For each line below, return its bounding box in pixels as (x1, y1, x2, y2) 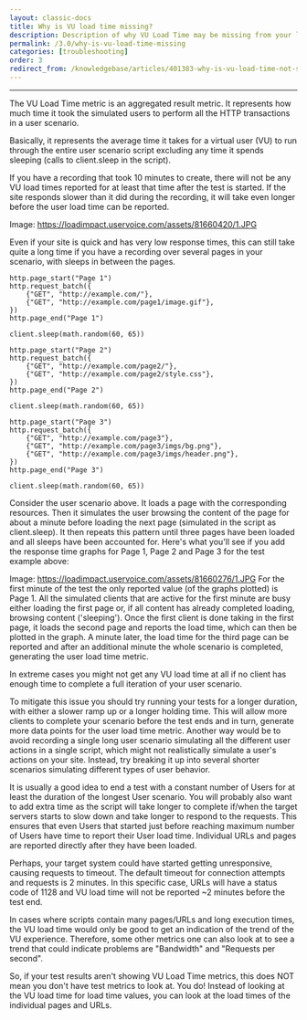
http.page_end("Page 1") (9, 313, 104, 322)
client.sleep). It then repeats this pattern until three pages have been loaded (9, 526, 295, 537)
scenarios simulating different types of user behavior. (9, 763, 211, 774)
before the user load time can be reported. (9, 201, 170, 212)
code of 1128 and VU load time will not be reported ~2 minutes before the (9, 887, 286, 898)
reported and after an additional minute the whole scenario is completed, (9, 641, 283, 652)
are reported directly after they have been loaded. (9, 839, 197, 850)
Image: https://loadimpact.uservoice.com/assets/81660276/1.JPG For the (9, 573, 285, 584)
